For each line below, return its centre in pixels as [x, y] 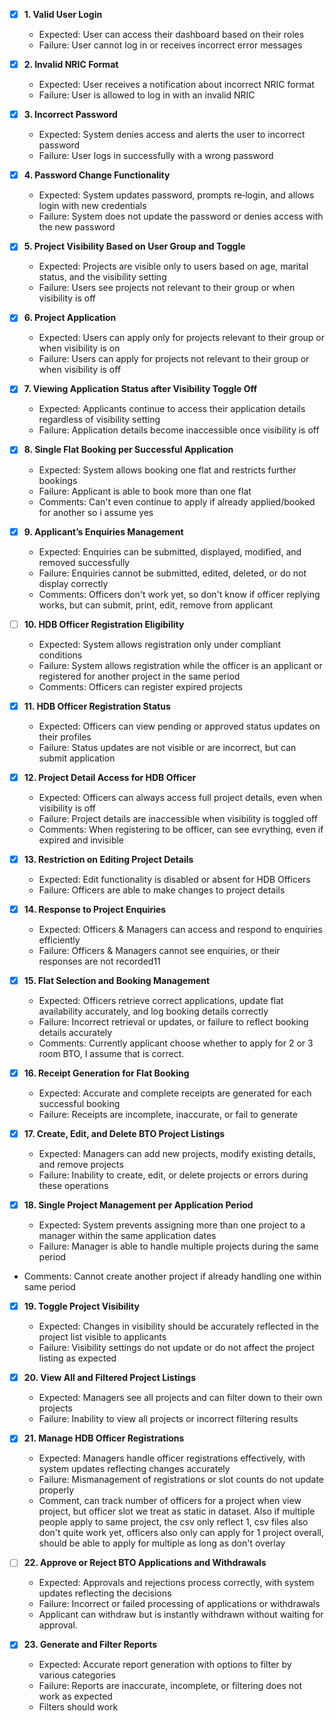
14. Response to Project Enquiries [95, 909]
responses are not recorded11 [99, 961]
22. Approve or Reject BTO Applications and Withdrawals [145, 1563]
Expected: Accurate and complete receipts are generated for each [175, 1093]
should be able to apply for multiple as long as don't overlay [162, 1543]
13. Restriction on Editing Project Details [108, 859]
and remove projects [81, 1165]
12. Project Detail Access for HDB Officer [110, 777]
